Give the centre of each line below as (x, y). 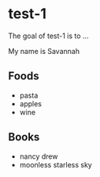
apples (30, 103)
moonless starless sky (56, 164)
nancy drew (39, 156)
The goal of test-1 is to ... (48, 36)
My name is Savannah (44, 51)
